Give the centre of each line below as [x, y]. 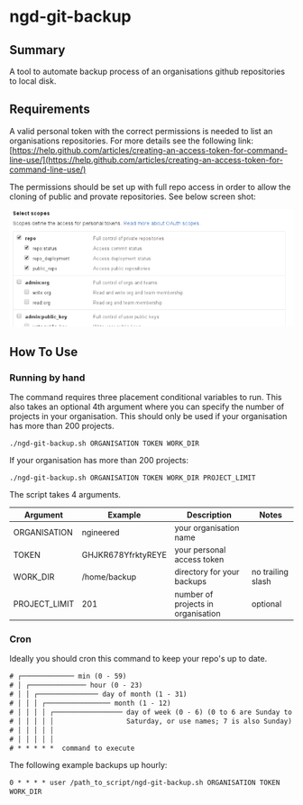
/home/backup [109, 576]
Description [209, 515]
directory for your [207, 572]
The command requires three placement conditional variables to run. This [146, 398]
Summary [37, 50]
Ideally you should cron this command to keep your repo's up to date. [138, 659]
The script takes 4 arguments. [65, 495]
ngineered [101, 533]
